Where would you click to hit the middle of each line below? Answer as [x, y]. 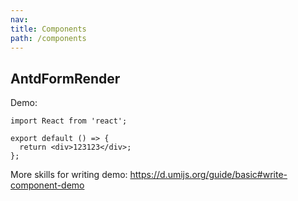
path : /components [48, 38]
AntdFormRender [65, 78]
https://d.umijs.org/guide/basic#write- [208, 175]
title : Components [48, 29]
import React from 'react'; [69, 121]
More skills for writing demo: [69, 175]
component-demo [47, 185]
